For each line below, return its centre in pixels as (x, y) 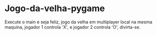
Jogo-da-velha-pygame (55, 9)
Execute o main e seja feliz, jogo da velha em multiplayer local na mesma (78, 22)
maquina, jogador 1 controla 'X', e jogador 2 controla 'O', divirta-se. (73, 27)
